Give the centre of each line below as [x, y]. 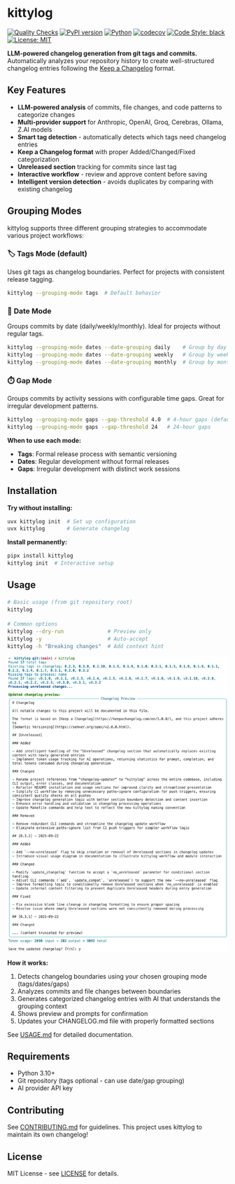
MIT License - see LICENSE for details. [63, 1173]
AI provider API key [45, 1088]
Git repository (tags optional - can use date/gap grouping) [101, 1081]
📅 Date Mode [29, 311]
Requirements [38, 1056]
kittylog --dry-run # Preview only [79, 632]
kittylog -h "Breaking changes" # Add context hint [86, 647]
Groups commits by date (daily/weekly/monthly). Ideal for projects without [114, 326]
